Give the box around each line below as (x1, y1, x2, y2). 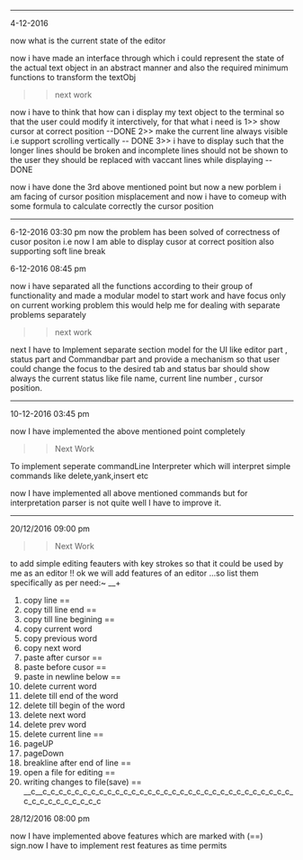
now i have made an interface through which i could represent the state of (10, 53, 285, 63)
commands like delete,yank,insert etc (10, 470, 149, 481)
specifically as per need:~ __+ (10, 577, 121, 588)
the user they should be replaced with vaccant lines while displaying (10, 155, 263, 165)
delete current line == (22, 729, 104, 739)
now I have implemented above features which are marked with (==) (10, 830, 263, 841)
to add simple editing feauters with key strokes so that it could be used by (10, 558, 284, 568)
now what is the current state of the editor (10, 35, 166, 46)
